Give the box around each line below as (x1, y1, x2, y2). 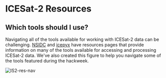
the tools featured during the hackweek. (5, 58, 89, 63)
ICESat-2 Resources (5, 3, 92, 15)
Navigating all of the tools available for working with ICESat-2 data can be (5, 36, 159, 42)
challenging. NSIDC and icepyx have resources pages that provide (5, 42, 144, 48)
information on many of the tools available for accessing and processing (5, 47, 156, 53)
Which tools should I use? (5, 23, 89, 32)
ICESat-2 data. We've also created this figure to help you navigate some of (5, 52, 161, 58)
